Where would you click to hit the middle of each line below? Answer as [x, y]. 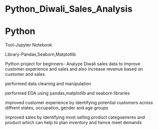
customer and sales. [26, 74]
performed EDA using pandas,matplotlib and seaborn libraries [67, 93]
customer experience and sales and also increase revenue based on [74, 69]
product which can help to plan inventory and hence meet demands [74, 123]
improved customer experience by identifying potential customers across [79, 103]
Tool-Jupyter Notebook [29, 45]
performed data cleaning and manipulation [48, 84]
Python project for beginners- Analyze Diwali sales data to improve [73, 64]
